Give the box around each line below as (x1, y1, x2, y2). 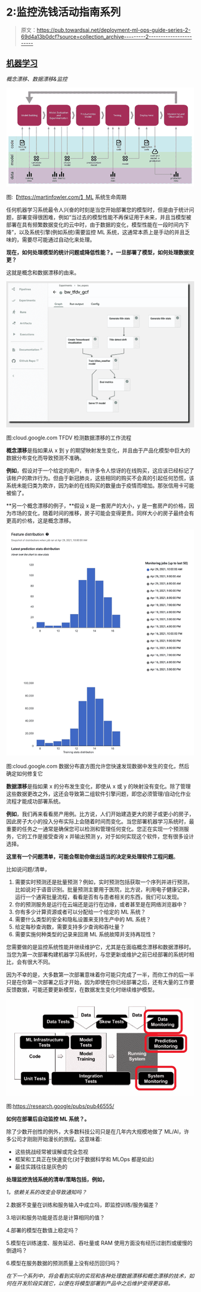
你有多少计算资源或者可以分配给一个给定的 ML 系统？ (14, 908, 146, 915)
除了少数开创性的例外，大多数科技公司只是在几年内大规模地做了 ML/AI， (6, 1128, 184, 1135)
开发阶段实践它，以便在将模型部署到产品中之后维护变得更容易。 (16, 1280, 174, 1287)
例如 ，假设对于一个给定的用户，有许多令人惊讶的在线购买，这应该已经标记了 (6, 467, 194, 474)
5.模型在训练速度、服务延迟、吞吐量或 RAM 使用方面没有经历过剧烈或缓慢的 (6, 1239, 193, 1247)
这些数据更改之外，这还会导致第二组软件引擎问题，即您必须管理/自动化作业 (6, 790, 191, 797)
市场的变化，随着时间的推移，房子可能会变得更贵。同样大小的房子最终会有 (11, 509, 194, 517)
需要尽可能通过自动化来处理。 (21, 236, 95, 243)
